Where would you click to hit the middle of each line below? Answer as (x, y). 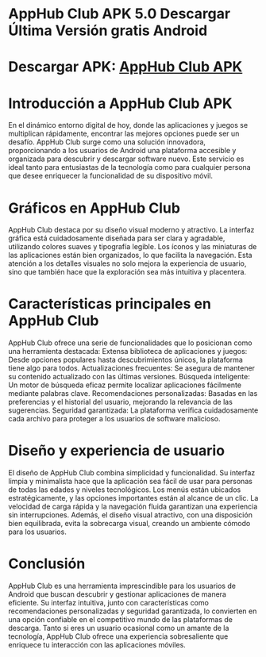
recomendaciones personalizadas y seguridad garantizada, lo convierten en (133, 611)
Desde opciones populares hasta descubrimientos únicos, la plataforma (126, 360)
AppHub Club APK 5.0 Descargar (120, 14)
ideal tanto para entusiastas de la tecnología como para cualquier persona (130, 167)
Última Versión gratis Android (108, 31)
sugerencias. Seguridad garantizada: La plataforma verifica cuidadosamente (133, 410)
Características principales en (110, 304)
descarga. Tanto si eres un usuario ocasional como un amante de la (119, 628)
